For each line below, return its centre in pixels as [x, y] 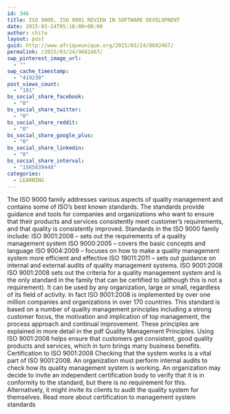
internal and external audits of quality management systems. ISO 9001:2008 [115, 265]
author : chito [28, 33]
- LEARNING [29, 180]
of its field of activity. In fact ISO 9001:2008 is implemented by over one [109, 295]
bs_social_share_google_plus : [51, 135]
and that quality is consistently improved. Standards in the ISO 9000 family [113, 229]
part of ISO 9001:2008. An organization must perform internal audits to [107, 361]
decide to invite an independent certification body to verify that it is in [106, 375]
